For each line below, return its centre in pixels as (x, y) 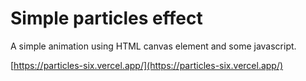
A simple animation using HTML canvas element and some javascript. (153, 46)
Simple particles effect (106, 18)
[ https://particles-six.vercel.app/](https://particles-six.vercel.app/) (147, 65)
